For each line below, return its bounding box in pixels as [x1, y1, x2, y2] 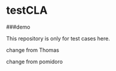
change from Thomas [6, 46, 60, 54]
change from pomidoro [6, 58, 63, 65]
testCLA [6, 4, 48, 17]
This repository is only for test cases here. [6, 35, 111, 42]
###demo [6, 23, 30, 30]
